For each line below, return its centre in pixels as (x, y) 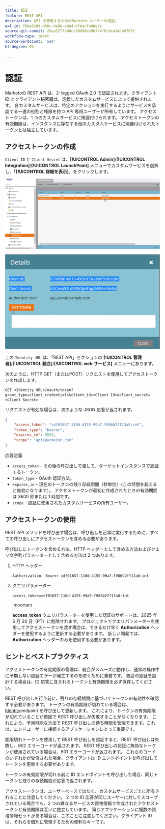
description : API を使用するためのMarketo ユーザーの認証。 (62, 21)
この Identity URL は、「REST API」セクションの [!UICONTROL (69, 357)
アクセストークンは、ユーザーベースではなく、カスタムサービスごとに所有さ (82, 791)
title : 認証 (16, 10)
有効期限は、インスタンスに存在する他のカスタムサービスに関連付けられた (80, 123)
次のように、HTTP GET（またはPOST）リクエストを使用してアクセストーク (82, 374)
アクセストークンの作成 (41, 147)
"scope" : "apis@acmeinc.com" (44, 440)
